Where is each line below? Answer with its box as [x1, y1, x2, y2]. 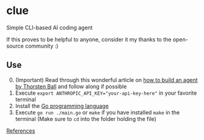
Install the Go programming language [15, 102, 109, 109]
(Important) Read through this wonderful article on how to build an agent [15, 76, 198, 83]
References [6, 127, 35, 134]
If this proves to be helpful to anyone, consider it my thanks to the [6, 35, 172, 43]
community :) [25, 42, 59, 50]
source [6, 42, 24, 50]
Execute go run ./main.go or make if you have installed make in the [15, 108, 180, 116]
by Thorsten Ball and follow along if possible [15, 83, 127, 90]
